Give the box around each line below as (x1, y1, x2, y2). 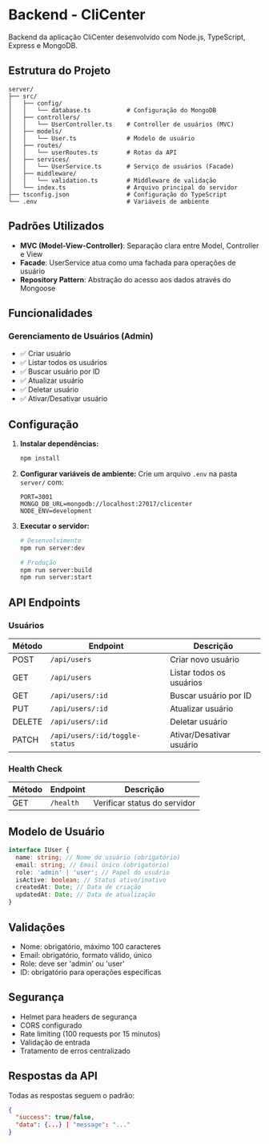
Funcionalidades (8, 306, 94, 320)
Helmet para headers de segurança (19, 1012, 138, 1021)
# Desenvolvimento (19, 536, 82, 545)
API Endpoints (8, 595, 81, 609)
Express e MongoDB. (8, 40, 78, 50)
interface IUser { (8, 846, 70, 854)
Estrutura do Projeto (8, 64, 111, 78)
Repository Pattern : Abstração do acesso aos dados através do (19, 274, 231, 284)
